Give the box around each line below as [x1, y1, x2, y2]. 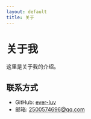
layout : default [6, 8, 47, 15]
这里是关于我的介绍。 [6, 63, 59, 70]
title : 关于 [6, 14, 34, 20]
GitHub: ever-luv [14, 99, 56, 106]
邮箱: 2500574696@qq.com [14, 106, 86, 113]
